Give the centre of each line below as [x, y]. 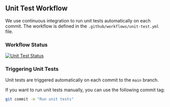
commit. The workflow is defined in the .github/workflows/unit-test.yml [82, 26]
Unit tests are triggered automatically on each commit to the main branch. [82, 80]
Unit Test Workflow [36, 8]
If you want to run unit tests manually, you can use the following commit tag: [85, 90]
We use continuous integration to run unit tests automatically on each [78, 20]
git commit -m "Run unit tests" [39, 99]
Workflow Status [26, 44]
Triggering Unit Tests [32, 69]
